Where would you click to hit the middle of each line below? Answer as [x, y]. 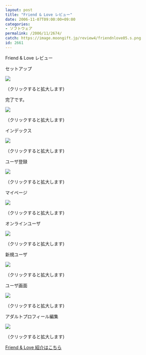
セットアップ [18, 68]
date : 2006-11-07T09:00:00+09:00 [40, 19]
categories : [18, 24]
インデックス [18, 130]
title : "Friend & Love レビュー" [39, 15]
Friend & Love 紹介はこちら [34, 347]
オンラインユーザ [23, 224]
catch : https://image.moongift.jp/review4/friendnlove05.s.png [73, 38]
